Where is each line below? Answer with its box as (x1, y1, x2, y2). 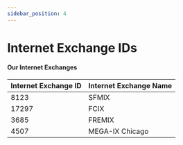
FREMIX (88, 115, 114, 125)
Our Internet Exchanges (7, 63, 78, 71)
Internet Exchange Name (88, 81, 173, 91)
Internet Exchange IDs (7, 40, 137, 56)
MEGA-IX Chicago (88, 126, 149, 136)
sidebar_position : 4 (7, 10, 67, 17)
